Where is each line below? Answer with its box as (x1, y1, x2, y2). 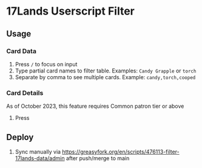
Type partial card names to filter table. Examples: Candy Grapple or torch (15, 67, 197, 74)
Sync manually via (15, 148, 61, 155)
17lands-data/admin (15, 154, 65, 162)
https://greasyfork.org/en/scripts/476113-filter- (62, 148, 180, 155)
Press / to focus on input (15, 60, 78, 68)
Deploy (6, 132, 34, 142)
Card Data (6, 47, 36, 55)
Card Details (6, 88, 44, 97)
